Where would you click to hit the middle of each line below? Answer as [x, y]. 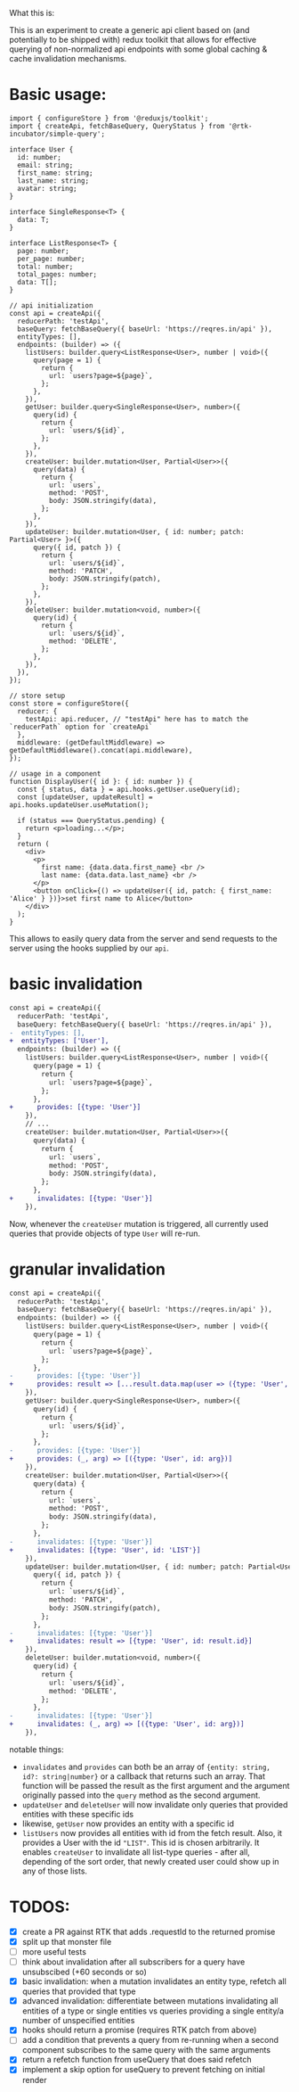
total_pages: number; [57, 274]
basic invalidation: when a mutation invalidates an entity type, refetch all [154, 1981]
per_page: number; [52, 259]
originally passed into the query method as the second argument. [141, 1795]
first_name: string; [55, 173]
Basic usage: [58, 95]
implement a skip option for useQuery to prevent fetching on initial [143, 2070]
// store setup [37, 696]
